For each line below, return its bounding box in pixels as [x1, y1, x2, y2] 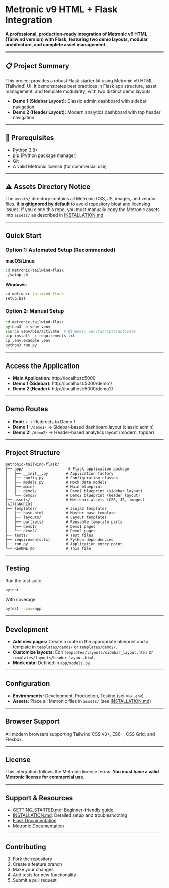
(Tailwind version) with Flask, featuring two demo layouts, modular [5, 36, 148, 42]
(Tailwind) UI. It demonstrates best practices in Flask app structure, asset [5, 83, 157, 89]
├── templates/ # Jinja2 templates [5, 506, 107, 511]
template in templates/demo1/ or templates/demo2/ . [12, 644, 117, 650]
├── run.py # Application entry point [5, 541, 123, 546]
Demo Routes [5, 405, 48, 413]
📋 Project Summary [5, 62, 69, 70]
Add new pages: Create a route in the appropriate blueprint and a [12, 638, 149, 644]
